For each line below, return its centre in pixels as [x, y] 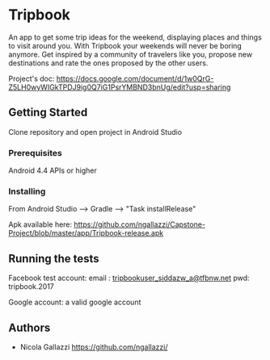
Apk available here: [40, 224]
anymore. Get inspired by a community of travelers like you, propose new [131, 54]
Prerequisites [35, 153]
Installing [27, 191]
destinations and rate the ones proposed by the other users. [108, 63]
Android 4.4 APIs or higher [53, 170]
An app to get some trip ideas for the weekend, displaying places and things [135, 37]
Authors [30, 327]
